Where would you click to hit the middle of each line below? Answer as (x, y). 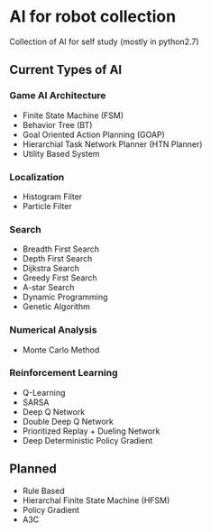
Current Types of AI (66, 70)
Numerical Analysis (53, 330)
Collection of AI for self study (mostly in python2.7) (105, 41)
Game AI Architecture (58, 96)
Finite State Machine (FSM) (73, 115)
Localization (37, 177)
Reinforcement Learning (64, 373)
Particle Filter (47, 206)
